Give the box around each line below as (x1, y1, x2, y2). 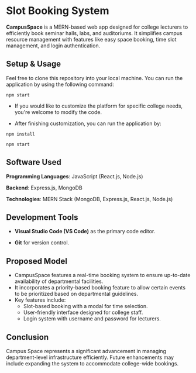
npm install (6, 131, 35, 137)
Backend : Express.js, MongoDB (6, 184, 83, 191)
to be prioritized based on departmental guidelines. (14, 291, 139, 298)
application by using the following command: (6, 81, 114, 88)
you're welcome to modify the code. (14, 108, 102, 115)
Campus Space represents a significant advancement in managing (6, 348, 167, 354)
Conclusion (6, 332, 49, 342)
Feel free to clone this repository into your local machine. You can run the (6, 74, 183, 81)
